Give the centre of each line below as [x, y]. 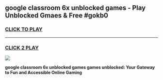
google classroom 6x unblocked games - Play [75, 8]
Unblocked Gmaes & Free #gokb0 [57, 16]
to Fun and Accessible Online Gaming [44, 72]
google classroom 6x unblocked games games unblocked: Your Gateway [80, 67]
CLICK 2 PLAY [22, 48]
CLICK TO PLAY [24, 30]
